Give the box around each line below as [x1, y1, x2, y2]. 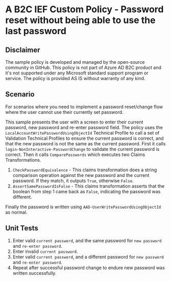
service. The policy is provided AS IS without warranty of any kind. [5, 75, 145, 81]
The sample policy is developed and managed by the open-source [5, 59, 145, 65]
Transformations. [5, 157, 41, 163]
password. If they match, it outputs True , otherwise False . [12, 177, 134, 184]
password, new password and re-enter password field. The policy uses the [5, 124, 163, 131]
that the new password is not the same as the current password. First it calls [5, 140, 166, 146]
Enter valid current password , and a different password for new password [12, 253, 164, 260]
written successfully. [12, 270, 57, 276]
